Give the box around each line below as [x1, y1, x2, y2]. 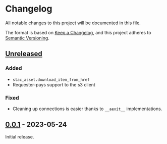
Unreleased [5, 50, 43, 58]
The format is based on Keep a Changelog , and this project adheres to [5, 29, 151, 35]
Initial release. [5, 133, 34, 139]
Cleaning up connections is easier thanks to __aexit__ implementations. [12, 106, 162, 112]
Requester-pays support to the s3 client [12, 81, 96, 87]
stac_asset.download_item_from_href [12, 77, 90, 82]
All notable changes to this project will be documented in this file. [5, 20, 141, 26]
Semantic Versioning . [5, 35, 49, 41]
